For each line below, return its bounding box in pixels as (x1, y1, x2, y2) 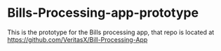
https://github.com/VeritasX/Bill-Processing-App (7, 35, 148, 43)
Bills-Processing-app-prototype (7, 5, 199, 21)
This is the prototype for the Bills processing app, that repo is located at (7, 28, 215, 36)
